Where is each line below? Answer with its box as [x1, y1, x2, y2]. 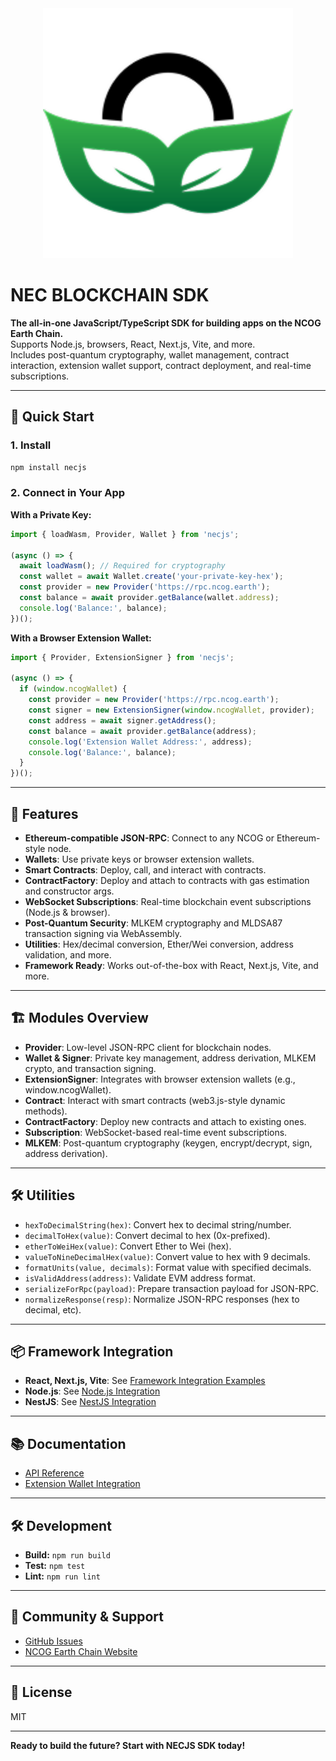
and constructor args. [24, 885, 115, 897]
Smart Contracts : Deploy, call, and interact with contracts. [24, 863, 267, 876]
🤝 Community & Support [10, 1608, 165, 1626]
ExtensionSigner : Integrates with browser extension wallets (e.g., [24, 1073, 296, 1085]
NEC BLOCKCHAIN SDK [10, 284, 210, 307]
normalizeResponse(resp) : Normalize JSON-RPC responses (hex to [24, 1293, 300, 1305]
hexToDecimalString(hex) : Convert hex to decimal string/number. [24, 1218, 292, 1231]
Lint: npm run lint [24, 1570, 101, 1582]
